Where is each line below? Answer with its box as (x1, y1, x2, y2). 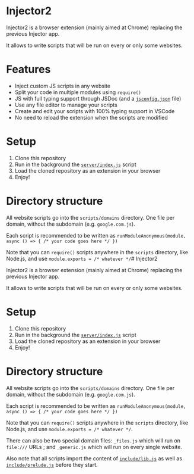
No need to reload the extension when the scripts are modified (14, 114, 168, 121)
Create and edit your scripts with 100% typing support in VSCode (14, 107, 175, 114)
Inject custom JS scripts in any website (14, 82, 111, 89)
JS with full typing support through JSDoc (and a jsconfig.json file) (14, 95, 182, 102)
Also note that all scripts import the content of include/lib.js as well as (6, 454, 183, 462)
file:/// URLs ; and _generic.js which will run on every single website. (6, 443, 183, 450)
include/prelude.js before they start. (6, 461, 98, 468)
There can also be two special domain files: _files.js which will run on (6, 436, 181, 444)
